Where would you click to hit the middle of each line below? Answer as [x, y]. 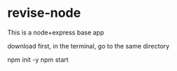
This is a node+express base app [56, 32]
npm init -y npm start [38, 59]
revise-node [44, 13]
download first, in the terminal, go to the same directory [88, 46]
